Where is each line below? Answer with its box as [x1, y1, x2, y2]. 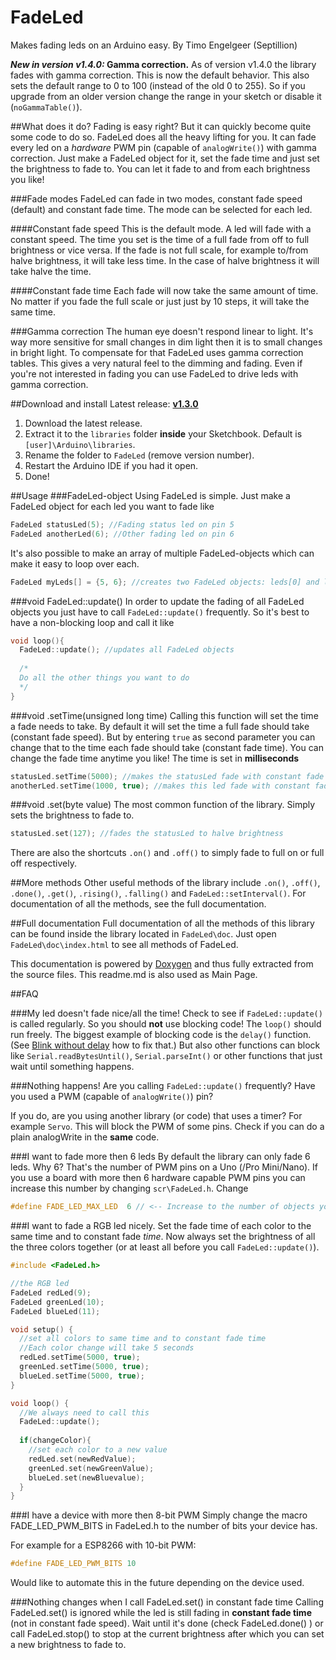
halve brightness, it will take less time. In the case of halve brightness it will [10, 254, 320, 266]
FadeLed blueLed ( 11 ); [10, 1306, 101, 1316]
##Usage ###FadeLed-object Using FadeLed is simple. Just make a [10, 489, 291, 501]
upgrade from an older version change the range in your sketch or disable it [10, 90, 322, 102]
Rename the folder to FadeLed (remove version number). [24, 449, 255, 461]
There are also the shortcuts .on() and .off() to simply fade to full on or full [10, 847, 325, 859]
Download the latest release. [24, 417, 143, 429]
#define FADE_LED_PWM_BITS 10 [10, 1559, 137, 1569]
